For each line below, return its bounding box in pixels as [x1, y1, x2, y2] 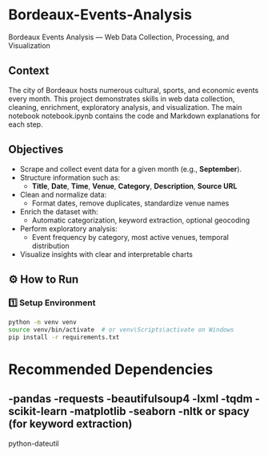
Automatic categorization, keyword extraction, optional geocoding [31, 215, 250, 225]
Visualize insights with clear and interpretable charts [19, 249, 194, 259]
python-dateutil [8, 438, 60, 448]
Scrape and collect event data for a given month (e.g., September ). [19, 164, 242, 173]
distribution [31, 241, 70, 250]
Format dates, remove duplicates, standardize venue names [31, 198, 230, 208]
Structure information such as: [19, 173, 121, 182]
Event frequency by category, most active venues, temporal [31, 232, 230, 242]
